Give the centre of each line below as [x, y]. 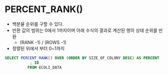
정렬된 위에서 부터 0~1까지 [38, 48]
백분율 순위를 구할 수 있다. [38, 24]
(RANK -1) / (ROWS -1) [43, 42]
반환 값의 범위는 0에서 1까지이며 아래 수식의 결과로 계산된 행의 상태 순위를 [85, 30]
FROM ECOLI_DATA [44, 67]
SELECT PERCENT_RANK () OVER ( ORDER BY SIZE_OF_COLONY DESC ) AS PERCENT [82, 58]
